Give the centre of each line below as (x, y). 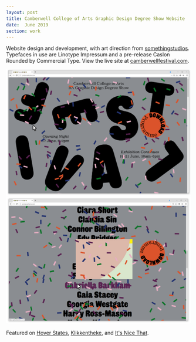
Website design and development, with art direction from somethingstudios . (98, 48)
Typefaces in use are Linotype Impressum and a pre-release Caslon (88, 55)
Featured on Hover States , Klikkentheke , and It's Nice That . (77, 333)
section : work (23, 31)
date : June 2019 (27, 25)
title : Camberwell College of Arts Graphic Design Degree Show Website (95, 18)
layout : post (22, 12)
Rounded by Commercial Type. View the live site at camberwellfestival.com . (98, 61)
